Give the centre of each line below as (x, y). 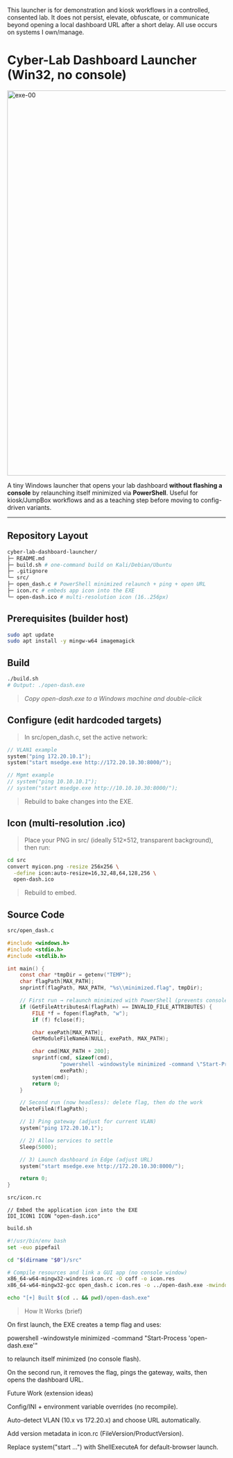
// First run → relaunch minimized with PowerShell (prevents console (124, 1001)
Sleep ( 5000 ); (38, 1147)
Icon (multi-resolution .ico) (67, 823)
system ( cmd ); (51, 1077)
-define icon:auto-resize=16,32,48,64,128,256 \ (85, 873)
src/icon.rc (24, 1198)
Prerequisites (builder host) (68, 619)
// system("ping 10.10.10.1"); (52, 782)
